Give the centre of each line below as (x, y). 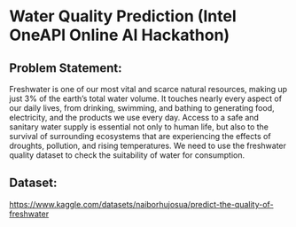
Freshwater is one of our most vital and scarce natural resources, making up (148, 89)
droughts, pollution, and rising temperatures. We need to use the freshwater (148, 145)
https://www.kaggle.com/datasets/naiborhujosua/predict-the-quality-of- (141, 204)
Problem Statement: (66, 68)
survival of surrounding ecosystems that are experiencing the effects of (140, 136)
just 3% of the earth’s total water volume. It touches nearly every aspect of (145, 98)
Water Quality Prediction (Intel (123, 16)
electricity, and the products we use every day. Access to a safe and (134, 117)
